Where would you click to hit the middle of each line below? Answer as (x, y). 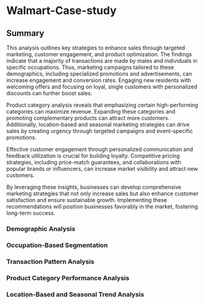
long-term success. (31, 213)
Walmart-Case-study (62, 11)
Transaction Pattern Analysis (50, 261)
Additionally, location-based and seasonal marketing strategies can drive (98, 125)
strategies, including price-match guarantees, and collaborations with (94, 162)
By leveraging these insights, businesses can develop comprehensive (94, 187)
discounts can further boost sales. (49, 93)
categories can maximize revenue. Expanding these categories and (91, 111)
